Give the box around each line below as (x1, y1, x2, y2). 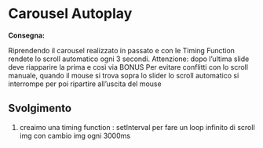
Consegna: (8, 31, 46, 40)
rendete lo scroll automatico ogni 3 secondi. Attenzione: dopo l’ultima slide (8, 54, 250, 63)
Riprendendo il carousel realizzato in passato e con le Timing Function (8, 45, 236, 55)
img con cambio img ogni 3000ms (19, 131, 131, 140)
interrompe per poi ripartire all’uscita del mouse (8, 79, 163, 88)
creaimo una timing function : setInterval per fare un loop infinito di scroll (19, 122, 255, 132)
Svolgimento (8, 102, 72, 115)
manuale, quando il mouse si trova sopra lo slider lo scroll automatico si (8, 70, 239, 80)
